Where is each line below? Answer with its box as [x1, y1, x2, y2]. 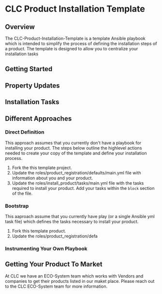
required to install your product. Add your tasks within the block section [12, 185, 155, 191]
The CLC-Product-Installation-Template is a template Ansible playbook [5, 35, 146, 41]
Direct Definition [5, 129, 44, 136]
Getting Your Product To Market [5, 260, 103, 268]
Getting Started [5, 65, 53, 73]
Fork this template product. [12, 228, 66, 234]
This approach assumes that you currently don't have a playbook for [5, 139, 142, 146]
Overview [5, 23, 35, 31]
